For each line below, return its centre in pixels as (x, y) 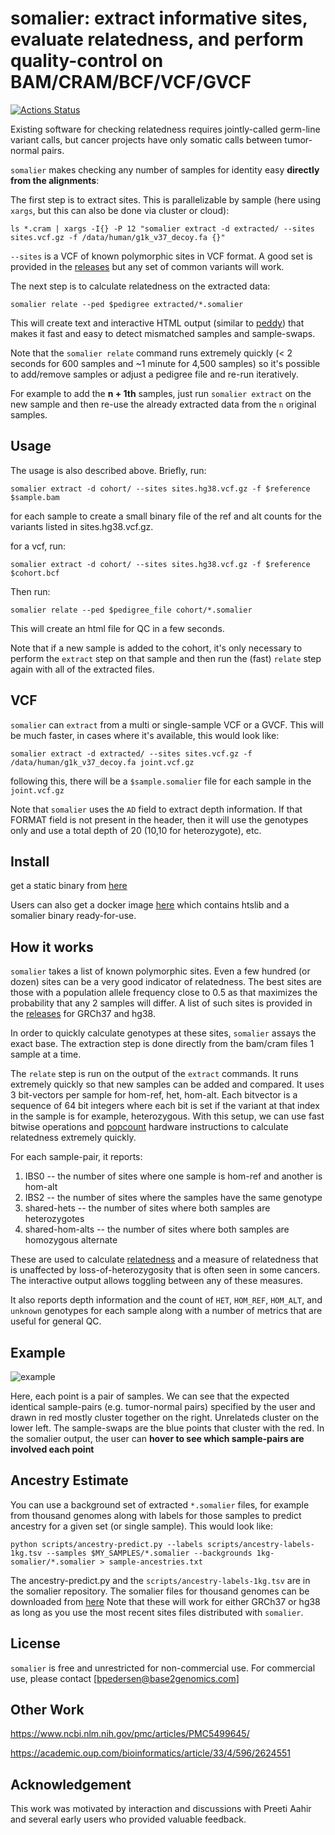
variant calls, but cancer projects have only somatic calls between (146, 139)
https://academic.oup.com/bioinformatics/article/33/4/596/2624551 (150, 1753)
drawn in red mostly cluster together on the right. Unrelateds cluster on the (165, 1417)
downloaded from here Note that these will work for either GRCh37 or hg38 (165, 1601)
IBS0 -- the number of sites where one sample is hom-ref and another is (173, 1176)
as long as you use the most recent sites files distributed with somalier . (157, 1612)
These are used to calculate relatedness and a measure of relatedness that (164, 1259)
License (35, 1643)
